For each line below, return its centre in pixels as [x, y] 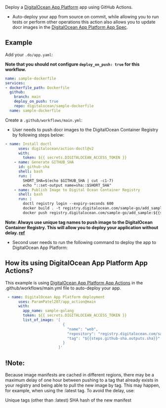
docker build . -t [42, 208]
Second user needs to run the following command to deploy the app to [84, 242]
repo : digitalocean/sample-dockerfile [54, 106]
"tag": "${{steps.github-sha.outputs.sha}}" [114, 338]
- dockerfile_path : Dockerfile [37, 88]
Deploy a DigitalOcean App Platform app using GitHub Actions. [69, 7]
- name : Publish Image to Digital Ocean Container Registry [77, 190]
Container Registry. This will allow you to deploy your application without [82, 227]
